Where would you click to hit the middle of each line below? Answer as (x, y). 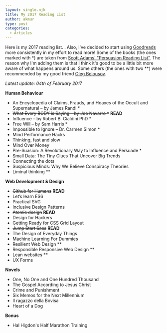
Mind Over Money (31, 145)
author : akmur (20, 19)
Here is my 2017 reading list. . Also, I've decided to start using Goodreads (81, 47)
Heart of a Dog (28, 306)
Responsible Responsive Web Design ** (53, 249)
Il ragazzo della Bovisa (35, 301)
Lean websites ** (30, 255)
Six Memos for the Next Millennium (48, 295)
